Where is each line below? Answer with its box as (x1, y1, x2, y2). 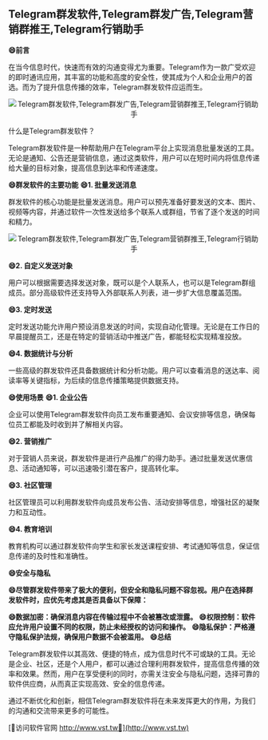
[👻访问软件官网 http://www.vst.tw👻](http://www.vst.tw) (8, 722, 189, 732)
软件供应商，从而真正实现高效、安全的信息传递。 (8, 679, 169, 688)
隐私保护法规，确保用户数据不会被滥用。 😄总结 (14, 631, 171, 641)
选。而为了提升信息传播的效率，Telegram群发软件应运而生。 (8, 82, 207, 92)
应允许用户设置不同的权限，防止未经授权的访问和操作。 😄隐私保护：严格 (8, 622, 249, 631)
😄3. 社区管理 (8, 480, 52, 489)
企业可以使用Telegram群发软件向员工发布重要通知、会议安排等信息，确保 (8, 410, 249, 419)
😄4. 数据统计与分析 (8, 348, 73, 358)
